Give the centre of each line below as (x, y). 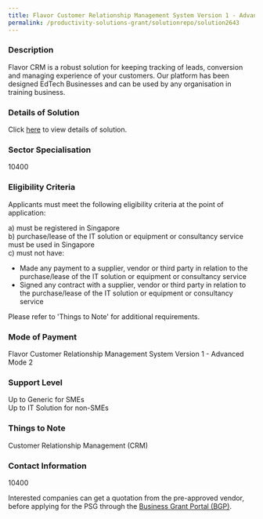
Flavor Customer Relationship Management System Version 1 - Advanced (126, 354)
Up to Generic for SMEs (46, 400)
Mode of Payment (42, 336)
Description (31, 50)
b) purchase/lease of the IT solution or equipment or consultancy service (126, 236)
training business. (37, 92)
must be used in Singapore (52, 245)
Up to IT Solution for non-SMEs (59, 408)
